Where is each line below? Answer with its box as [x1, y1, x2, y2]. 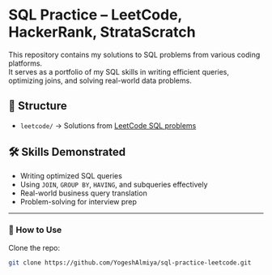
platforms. [8, 58, 43, 68]
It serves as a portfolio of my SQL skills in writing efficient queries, [8, 67, 229, 76]
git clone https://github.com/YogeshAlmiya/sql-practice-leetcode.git [8, 258, 252, 267]
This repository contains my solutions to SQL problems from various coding [8, 49, 261, 59]
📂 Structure [8, 99, 67, 113]
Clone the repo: [8, 243, 61, 252]
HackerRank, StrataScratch [8, 23, 196, 41]
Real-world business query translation [19, 188, 147, 198]
